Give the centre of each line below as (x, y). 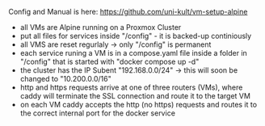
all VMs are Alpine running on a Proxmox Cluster (101, 27)
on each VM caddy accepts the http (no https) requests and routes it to (138, 105)
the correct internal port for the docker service (98, 113)
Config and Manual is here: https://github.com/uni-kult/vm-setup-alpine (128, 12)
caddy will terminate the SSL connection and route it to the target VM (135, 96)
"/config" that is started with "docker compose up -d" (109, 61)
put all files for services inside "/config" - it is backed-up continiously (136, 36)
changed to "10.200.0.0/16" (65, 79)
